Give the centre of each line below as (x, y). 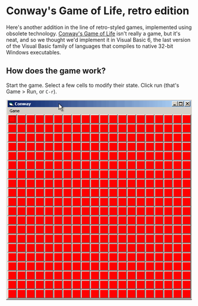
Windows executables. (34, 52)
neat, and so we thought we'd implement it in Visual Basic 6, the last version (98, 40)
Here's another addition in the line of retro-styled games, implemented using (99, 27)
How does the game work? (56, 71)
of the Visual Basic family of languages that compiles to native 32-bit (90, 46)
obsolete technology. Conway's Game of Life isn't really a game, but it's (93, 33)
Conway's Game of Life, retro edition (98, 11)
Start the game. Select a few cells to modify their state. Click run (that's (93, 85)
